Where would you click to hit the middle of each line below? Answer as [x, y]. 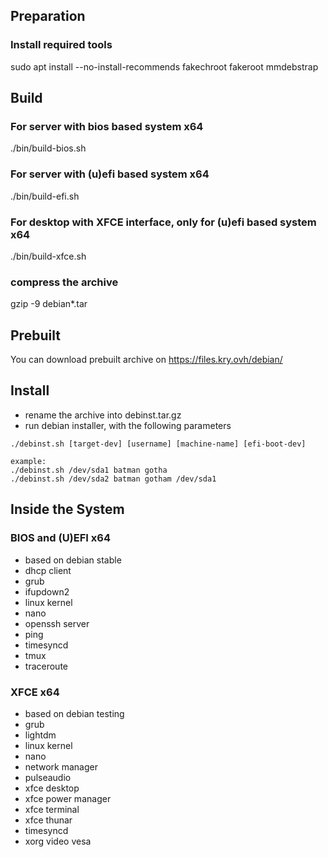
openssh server [57, 623]
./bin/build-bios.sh [48, 148]
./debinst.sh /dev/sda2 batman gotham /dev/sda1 [113, 479]
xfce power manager [68, 798]
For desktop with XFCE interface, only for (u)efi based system [163, 222]
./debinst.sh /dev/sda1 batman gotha [89, 470]
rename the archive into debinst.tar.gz [103, 415]
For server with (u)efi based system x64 [110, 174]
